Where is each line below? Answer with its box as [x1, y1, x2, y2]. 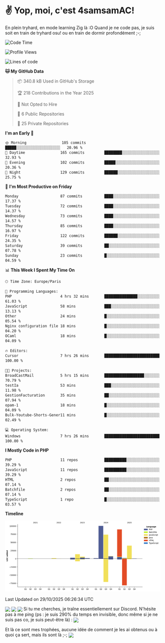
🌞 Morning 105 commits [5, 140, 86, 145]
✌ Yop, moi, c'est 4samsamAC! [5, 5, 134, 16]
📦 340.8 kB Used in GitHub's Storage [17, 78, 95, 84]
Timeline [5, 510, 24, 516]
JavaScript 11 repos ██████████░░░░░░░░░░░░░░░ [5, 467, 160, 472]
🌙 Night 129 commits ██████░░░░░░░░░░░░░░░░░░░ [5, 170, 160, 175]
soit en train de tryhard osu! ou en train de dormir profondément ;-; [5, 30, 141, 36]
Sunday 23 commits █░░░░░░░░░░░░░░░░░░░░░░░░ [5, 253, 160, 258]
